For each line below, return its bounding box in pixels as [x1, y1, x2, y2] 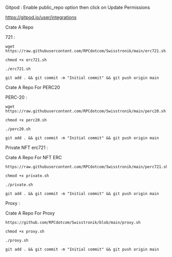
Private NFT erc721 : [5, 144, 49, 151]
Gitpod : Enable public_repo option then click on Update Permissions [5, 5, 150, 10]
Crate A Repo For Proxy [5, 210, 55, 216]
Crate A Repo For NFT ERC [5, 155, 62, 160]
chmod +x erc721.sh [5, 57, 47, 62]
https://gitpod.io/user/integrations [5, 14, 77, 20]
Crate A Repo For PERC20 [5, 84, 60, 90]
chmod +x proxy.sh [5, 229, 45, 234]
